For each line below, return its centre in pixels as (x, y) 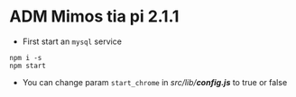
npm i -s (26, 57)
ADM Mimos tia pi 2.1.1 (94, 17)
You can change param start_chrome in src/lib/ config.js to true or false (155, 82)
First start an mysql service (72, 41)
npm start (28, 66)
